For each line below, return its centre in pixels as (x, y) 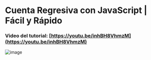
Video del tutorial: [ (28, 36)
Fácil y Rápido (34, 21)
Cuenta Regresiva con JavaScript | (76, 10)
